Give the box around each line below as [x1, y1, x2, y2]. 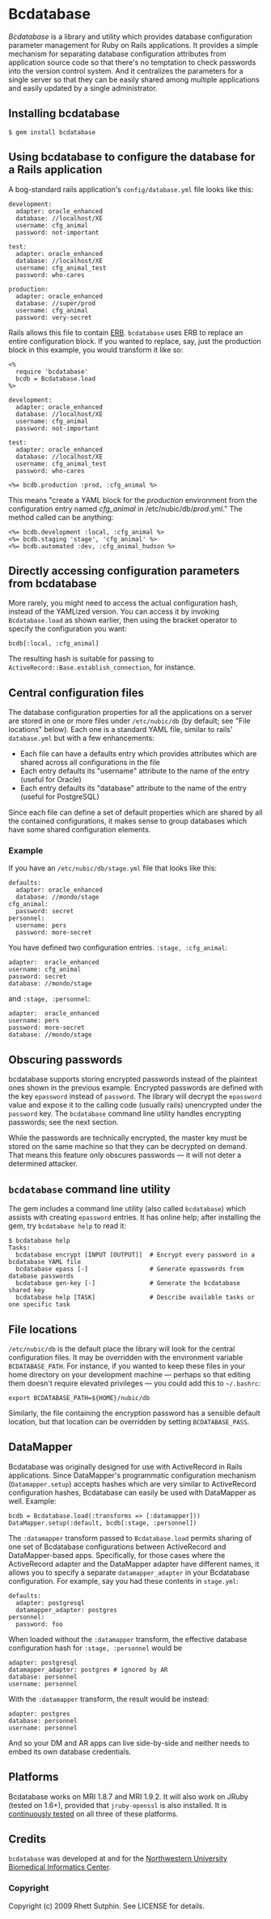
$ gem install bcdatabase [8, 128, 95, 136]
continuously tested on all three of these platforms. [8, 1809, 179, 1819]
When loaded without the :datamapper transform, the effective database [8, 1634, 248, 1644]
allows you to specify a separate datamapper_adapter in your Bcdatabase [8, 1568, 250, 1577]
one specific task [8, 1300, 70, 1308]
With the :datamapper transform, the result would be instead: [8, 1694, 210, 1704]
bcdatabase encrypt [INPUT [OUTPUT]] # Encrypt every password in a [15, 1251, 255, 1259]
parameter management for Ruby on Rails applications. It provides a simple [8, 40, 259, 49]
